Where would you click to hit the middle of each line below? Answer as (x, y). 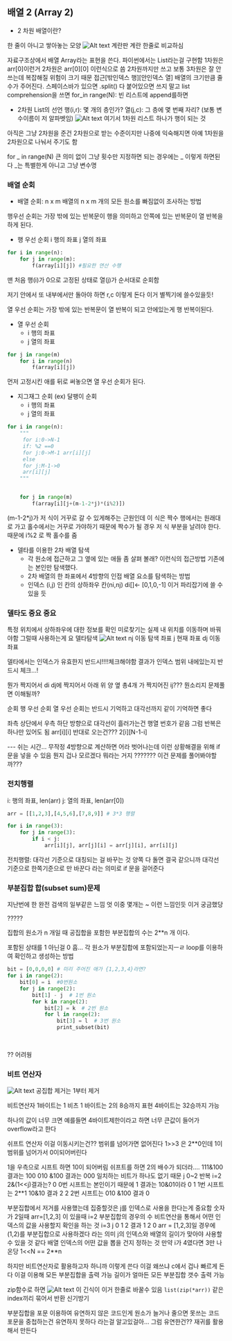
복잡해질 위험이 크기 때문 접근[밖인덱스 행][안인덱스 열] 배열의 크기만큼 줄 (124, 77)
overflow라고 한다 (32, 1129)
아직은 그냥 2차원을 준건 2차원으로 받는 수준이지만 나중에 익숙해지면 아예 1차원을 (116, 133)
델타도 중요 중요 (32, 613)
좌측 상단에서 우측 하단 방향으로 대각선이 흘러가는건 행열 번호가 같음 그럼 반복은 (114, 723)
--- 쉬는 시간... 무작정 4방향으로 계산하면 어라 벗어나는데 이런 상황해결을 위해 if (114, 747)
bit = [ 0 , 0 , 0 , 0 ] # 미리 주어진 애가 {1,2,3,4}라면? (77, 969)
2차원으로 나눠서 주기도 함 (43, 142)
